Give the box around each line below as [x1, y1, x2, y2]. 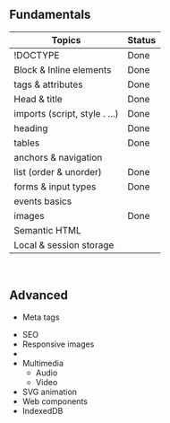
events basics [13, 195, 72, 207]
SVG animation [21, 386, 78, 397]
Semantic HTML [13, 224, 82, 236]
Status [127, 33, 157, 46]
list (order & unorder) [13, 165, 103, 178]
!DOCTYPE [13, 48, 60, 61]
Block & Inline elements [13, 63, 112, 75]
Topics [51, 33, 81, 46]
